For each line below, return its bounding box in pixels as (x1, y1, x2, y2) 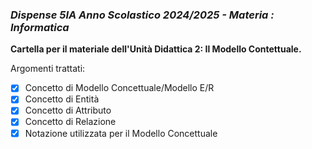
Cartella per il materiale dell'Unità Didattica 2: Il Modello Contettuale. (10, 43, 302, 55)
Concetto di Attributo (24, 104, 112, 117)
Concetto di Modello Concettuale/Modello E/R (24, 82, 215, 94)
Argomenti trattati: (10, 63, 86, 75)
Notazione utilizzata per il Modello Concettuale (24, 127, 218, 139)
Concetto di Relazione (24, 116, 117, 128)
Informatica (10, 20, 70, 34)
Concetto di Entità (24, 93, 100, 105)
